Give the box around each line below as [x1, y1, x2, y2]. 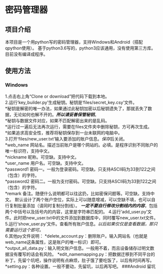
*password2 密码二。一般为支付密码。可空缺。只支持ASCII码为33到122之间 [5, 178, 157, 184]
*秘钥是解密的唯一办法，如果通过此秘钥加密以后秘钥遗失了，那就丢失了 [5, 105, 148, 111]
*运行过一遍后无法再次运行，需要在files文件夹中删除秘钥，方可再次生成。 [5, 123, 152, 129]
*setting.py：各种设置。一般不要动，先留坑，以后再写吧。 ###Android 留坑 [5, 263, 156, 269]
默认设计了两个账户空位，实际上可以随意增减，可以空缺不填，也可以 [14, 196, 151, 202]
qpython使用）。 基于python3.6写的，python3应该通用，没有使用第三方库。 [5, 45, 156, 51]
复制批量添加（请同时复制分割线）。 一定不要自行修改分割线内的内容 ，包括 [9, 203, 158, 208]
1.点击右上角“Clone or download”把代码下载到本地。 [5, 93, 109, 99]
